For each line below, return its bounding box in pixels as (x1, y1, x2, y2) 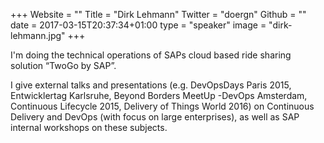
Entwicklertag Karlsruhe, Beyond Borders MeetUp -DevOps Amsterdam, (10, 90, 308, 101)
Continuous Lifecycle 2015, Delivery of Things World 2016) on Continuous (10, 100, 315, 112)
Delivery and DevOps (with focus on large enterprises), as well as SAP (10, 111, 300, 123)
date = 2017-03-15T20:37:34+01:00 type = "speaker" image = (10, 19, 267, 31)
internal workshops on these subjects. (10, 122, 168, 133)
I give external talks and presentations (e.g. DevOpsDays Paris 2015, (10, 79, 292, 91)
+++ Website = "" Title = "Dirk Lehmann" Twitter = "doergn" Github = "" (10, 9, 307, 20)
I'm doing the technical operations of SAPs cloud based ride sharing (10, 49, 292, 61)
